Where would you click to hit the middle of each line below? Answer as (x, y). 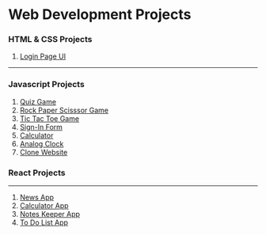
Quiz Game (38, 101)
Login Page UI (42, 56)
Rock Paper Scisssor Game (64, 110)
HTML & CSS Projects (50, 40)
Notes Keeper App (50, 214)
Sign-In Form (41, 127)
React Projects (37, 172)
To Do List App (44, 222)
